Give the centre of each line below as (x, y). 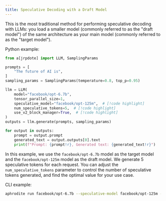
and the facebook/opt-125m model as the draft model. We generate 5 (75, 159)
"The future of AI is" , (39, 72)
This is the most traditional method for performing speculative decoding (78, 24)
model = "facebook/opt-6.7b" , (43, 94)
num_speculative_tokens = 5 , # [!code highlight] (65, 108)
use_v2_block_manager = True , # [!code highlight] (66, 113)
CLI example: (19, 184)
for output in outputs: (30, 131)
